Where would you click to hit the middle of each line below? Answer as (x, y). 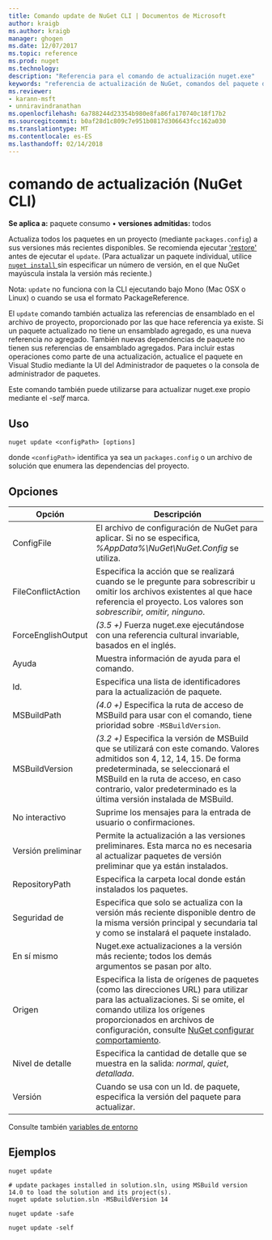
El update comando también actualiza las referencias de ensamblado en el (132, 313)
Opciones (33, 491)
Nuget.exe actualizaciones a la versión (169, 946)
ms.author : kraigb (39, 31)
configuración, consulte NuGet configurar (175, 1030)
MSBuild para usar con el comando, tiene (174, 715)
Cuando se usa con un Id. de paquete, (168, 1087)
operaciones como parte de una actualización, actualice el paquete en (125, 356)
